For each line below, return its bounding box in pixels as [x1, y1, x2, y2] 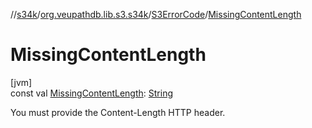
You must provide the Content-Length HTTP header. [10, 106, 226, 118]
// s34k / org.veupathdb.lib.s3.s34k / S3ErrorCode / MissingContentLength [10, 9, 302, 20]
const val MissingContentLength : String [10, 87, 173, 99]
